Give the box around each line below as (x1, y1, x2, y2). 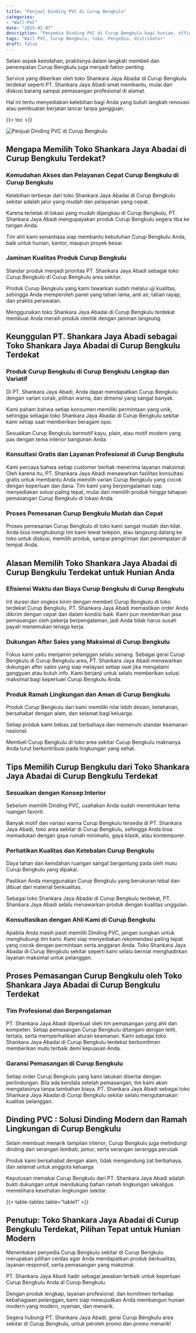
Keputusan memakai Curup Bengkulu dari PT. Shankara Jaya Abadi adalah (6, 1174, 185, 1181)
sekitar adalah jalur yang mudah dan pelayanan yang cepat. (6, 198, 150, 205)
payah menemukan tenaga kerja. (6, 623, 85, 630)
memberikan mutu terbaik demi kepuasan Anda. (6, 1045, 121, 1052)
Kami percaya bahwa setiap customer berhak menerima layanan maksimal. (6, 463, 187, 470)
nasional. (6, 727, 28, 734)
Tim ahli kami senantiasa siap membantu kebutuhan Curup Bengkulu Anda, (6, 233, 187, 240)
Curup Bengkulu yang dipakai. (6, 866, 79, 873)
